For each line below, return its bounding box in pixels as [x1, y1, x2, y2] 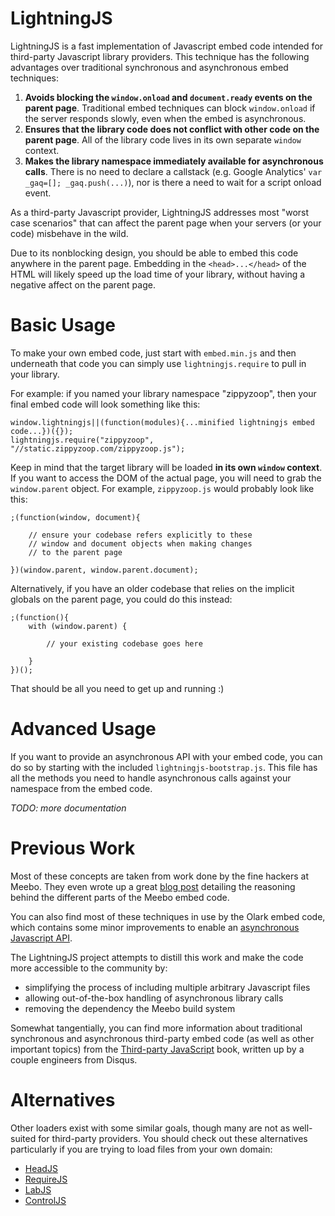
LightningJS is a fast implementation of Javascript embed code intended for [10, 40, 324, 52]
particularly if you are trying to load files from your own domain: [10, 1143, 273, 1155]
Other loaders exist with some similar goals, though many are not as [10, 1122, 291, 1134]
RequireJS [24, 1173, 68, 1185]
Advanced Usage [10, 718, 157, 741]
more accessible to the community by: [10, 962, 168, 974]
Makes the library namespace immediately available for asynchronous [24, 155, 324, 167]
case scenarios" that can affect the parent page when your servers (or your [10, 217, 322, 229]
